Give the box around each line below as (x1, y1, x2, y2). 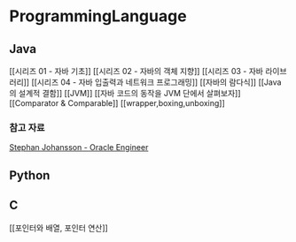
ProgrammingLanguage (9, 6, 188, 26)
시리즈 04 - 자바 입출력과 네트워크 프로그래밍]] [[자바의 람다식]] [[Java (36, 77, 282, 87)
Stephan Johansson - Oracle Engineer (9, 142, 149, 153)
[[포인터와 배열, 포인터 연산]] (9, 223, 108, 233)
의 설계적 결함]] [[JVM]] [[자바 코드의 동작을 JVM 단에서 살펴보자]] (9, 88, 241, 98)
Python (9, 168, 51, 183)
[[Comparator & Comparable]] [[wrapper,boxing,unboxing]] (9, 98, 226, 108)
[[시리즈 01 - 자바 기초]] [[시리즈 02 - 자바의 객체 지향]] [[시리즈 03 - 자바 (9, 66, 264, 76)
